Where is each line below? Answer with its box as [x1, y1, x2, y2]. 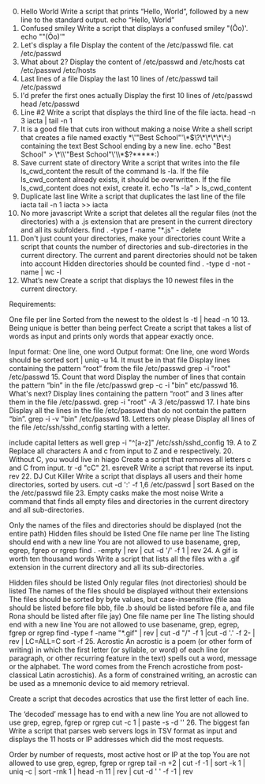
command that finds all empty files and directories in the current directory [9, 497, 249, 506]
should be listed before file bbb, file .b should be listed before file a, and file [9, 603, 255, 612]
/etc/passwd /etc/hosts [20, 66, 97, 74]
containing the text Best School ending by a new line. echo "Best [20, 142, 231, 150]
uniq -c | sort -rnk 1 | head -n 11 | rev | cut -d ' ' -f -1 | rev [9, 767, 194, 776]
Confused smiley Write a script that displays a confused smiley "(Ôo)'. [20, 24, 248, 32]
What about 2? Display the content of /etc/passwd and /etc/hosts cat [20, 57, 245, 66]
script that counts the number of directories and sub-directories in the [20, 242, 248, 252]
